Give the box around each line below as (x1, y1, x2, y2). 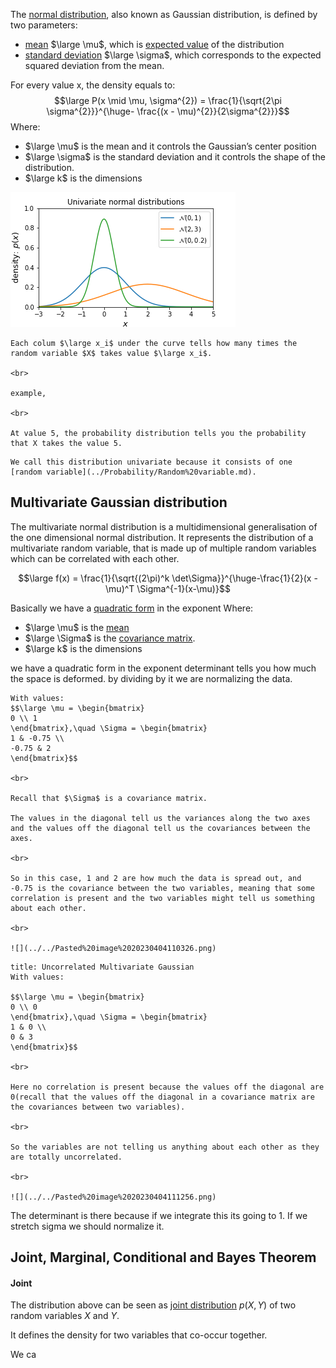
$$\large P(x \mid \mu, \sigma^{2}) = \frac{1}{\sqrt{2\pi (54, 95, 282, 106)
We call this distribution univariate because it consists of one (10, 457, 293, 467)
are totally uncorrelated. (10, 1152, 123, 1162)
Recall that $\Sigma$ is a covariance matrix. (10, 793, 208, 803)
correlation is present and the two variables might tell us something (10, 893, 315, 903)
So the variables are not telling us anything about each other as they (10, 1142, 320, 1152)
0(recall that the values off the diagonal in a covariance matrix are (10, 1092, 315, 1102)
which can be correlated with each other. (10, 552, 180, 564)
